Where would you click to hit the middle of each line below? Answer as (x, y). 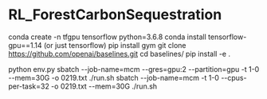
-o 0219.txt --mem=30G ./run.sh (104, 86)
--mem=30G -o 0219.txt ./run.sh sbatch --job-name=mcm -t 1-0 (114, 77)
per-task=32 (29, 86)
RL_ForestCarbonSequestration (115, 15)
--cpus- (234, 77)
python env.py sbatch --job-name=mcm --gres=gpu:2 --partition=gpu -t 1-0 (134, 69)
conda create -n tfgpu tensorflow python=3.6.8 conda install (108, 37)
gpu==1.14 (25, 45)
